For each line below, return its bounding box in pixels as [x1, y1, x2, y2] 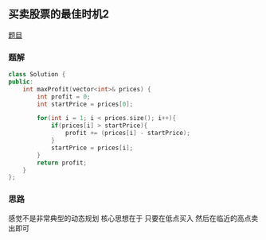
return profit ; [37, 158, 88, 167]
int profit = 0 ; [37, 92, 91, 101]
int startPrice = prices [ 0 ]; [37, 100, 134, 108]
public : [8, 78, 34, 86]
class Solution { [8, 71, 66, 79]
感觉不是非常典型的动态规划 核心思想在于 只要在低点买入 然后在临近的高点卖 [8, 213, 259, 223]
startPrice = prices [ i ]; [50, 144, 134, 152]
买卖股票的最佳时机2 [8, 7, 110, 21]
